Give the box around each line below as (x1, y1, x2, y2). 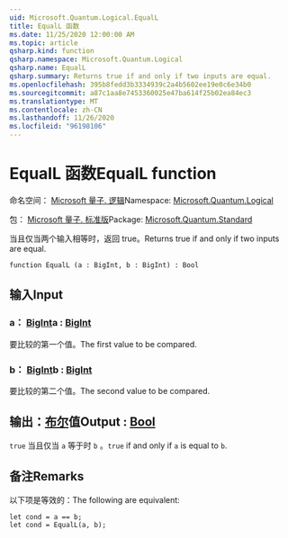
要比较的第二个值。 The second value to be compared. (9, 385, 211, 396)
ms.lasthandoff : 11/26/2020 (9, 113, 115, 122)
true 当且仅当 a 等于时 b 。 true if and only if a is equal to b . (9, 440, 228, 451)
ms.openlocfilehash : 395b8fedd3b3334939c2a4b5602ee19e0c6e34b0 (9, 80, 252, 89)
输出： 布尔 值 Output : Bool (9, 415, 156, 430)
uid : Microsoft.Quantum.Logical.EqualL (9, 13, 159, 22)
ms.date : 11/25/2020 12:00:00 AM (9, 30, 135, 39)
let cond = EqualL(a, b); (9, 520, 106, 529)
